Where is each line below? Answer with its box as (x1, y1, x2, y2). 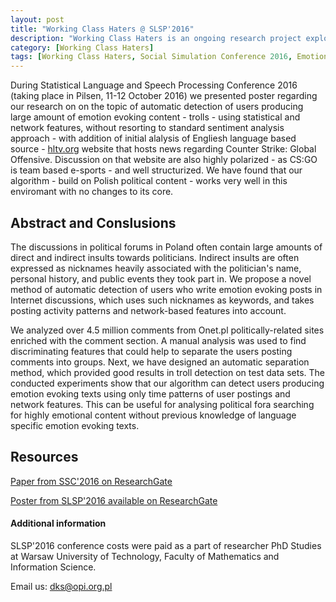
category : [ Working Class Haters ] (10, 42, 155, 53)
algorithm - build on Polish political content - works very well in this (10, 175, 288, 187)
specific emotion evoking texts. (10, 419, 140, 431)
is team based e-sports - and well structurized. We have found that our (10, 164, 303, 176)
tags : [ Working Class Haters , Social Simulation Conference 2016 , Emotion (10, 52, 329, 62)
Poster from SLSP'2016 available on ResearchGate (10, 494, 218, 506)
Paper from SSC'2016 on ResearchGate (10, 475, 173, 487)
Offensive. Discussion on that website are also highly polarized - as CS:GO (10, 154, 318, 166)
